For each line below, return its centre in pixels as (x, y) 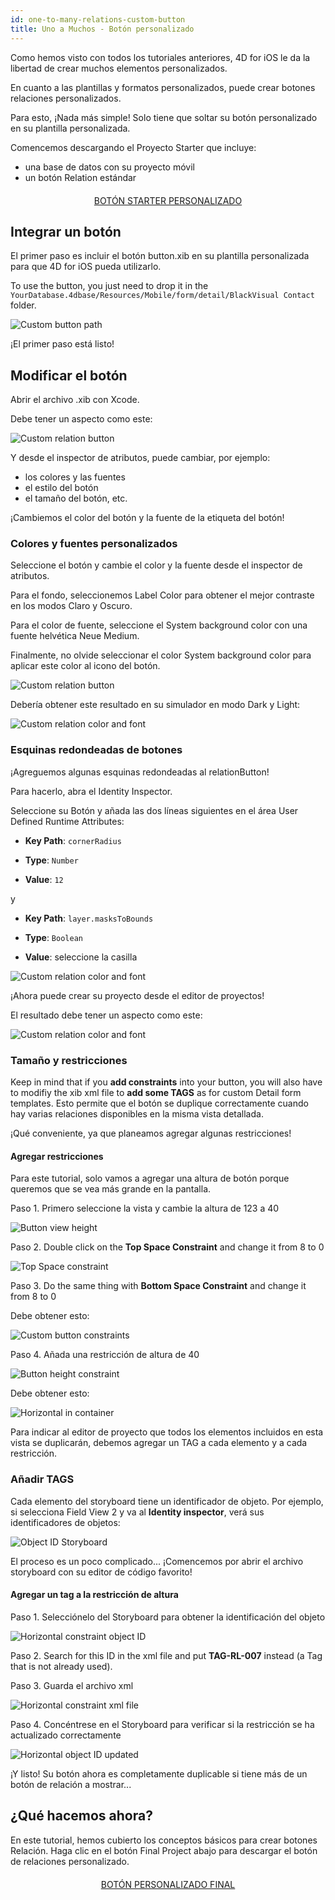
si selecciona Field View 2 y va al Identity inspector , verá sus (137, 1512)
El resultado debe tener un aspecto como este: (106, 1015)
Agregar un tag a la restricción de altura (94, 1595)
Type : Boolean (53, 937)
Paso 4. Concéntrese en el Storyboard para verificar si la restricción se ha (162, 1724)
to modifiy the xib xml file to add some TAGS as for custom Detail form (156, 1093)
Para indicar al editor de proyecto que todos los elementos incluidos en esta (167, 1432)
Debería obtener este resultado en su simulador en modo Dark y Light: (155, 705)
